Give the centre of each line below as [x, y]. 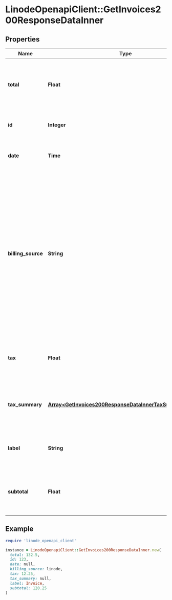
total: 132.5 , [25, 555]
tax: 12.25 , [23, 574]
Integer [57, 125]
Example [19, 529]
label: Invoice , [27, 583]
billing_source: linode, [36, 569]
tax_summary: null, [31, 578]
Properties [23, 39]
